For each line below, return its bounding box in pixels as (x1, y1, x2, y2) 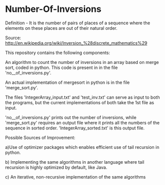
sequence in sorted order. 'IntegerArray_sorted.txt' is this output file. (5, 125, 145, 131)
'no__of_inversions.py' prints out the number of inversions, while (5, 114, 137, 120)
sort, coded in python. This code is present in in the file (5, 64, 118, 70)
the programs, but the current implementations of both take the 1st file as (5, 99, 155, 105)
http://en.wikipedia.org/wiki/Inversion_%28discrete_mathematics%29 (5, 40, 148, 46)
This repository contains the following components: (5, 50, 110, 56)
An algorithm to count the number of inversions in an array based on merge (5, 59, 159, 65)
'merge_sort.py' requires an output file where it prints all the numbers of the (5, 120, 160, 125)
